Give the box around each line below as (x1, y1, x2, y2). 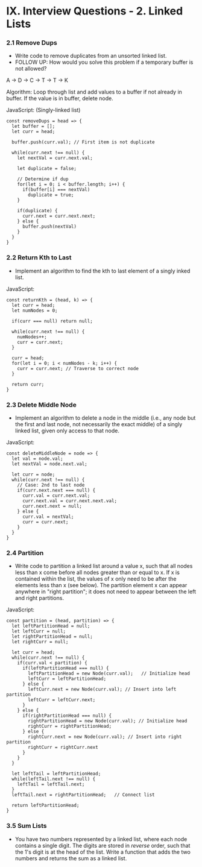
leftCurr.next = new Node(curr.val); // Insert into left (28, 686, 177, 693)
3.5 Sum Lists (6, 822, 47, 830)
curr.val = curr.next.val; (22, 493, 90, 499)
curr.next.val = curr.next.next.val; (22, 498, 118, 504)
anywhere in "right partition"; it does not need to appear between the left (14, 588, 197, 595)
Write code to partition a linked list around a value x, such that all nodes (14, 563, 193, 570)
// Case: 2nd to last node (17, 482, 85, 488)
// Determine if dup (17, 176, 69, 182)
